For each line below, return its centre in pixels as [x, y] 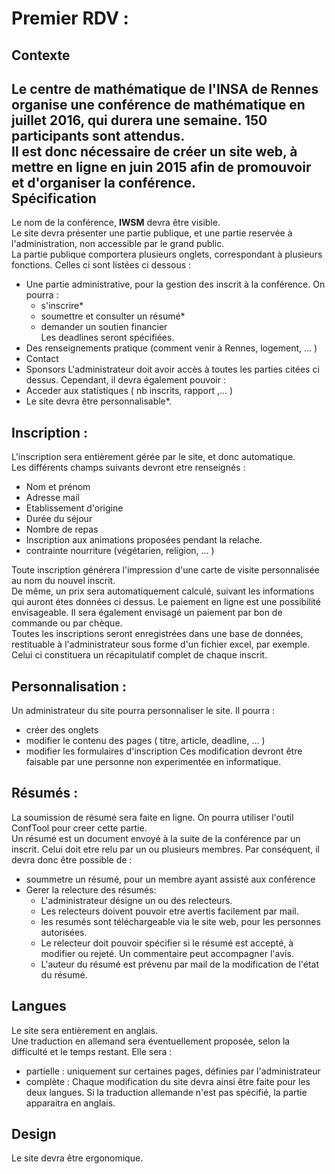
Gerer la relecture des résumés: [91, 889]
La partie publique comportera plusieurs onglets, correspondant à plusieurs [167, 254]
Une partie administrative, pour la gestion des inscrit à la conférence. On [175, 284]
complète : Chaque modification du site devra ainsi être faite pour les [168, 1081]
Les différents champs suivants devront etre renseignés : [128, 468]
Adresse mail [53, 498]
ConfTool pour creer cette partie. [79, 828]
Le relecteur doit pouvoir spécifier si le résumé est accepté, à [167, 943]
